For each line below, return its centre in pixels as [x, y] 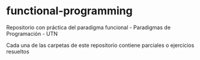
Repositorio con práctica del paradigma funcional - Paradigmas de [89, 27]
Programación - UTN [32, 33]
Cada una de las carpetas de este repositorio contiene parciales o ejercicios [100, 45]
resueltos [18, 51]
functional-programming [70, 11]
